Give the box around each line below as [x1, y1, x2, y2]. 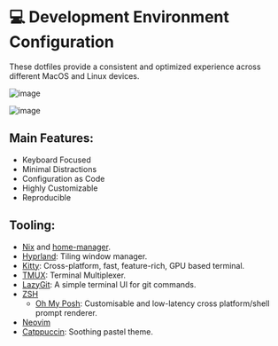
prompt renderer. [35, 307, 97, 318]
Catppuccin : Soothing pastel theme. [21, 326, 153, 337]
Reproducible [21, 192, 72, 202]
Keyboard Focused [21, 154, 91, 165]
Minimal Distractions [21, 163, 97, 174]
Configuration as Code [21, 173, 105, 184]
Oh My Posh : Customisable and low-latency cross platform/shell [35, 298, 270, 309]
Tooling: [9, 218, 56, 233]
